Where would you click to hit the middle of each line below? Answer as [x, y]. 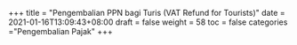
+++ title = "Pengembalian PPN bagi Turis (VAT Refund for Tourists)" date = [147, 13]
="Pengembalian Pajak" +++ [60, 31]
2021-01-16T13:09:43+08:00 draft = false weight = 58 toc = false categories [148, 22]
